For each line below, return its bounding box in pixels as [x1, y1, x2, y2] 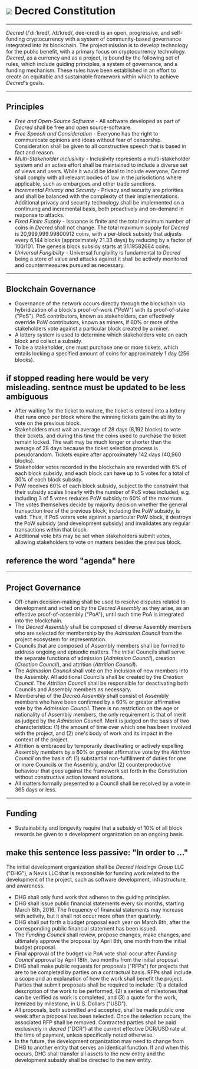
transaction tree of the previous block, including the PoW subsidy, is [14, 507, 180, 514]
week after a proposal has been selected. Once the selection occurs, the [14, 1012, 192, 1019]
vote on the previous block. [14, 420, 81, 427]
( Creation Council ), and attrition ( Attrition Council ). [14, 661, 137, 668]
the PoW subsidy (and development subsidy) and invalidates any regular [14, 520, 190, 527]
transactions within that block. [14, 526, 88, 533]
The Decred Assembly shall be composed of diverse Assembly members [14, 623, 192, 630]
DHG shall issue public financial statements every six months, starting [14, 900, 184, 907]
